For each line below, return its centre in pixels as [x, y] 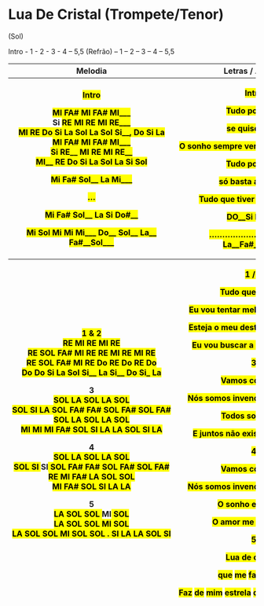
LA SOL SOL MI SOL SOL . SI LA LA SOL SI [92, 534]
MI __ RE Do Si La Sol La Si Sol [92, 161]
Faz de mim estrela [215, 593]
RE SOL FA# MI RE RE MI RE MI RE [91, 353]
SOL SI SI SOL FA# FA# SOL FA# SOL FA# [92, 467]
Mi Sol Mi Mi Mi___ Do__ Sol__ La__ [92, 232]
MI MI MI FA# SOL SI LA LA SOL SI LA [92, 429]
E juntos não [216, 433]
